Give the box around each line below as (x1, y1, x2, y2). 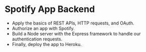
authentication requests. (12, 36, 63, 42)
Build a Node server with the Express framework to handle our (12, 30, 141, 36)
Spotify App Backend (5, 3, 95, 15)
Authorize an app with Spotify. (12, 25, 75, 31)
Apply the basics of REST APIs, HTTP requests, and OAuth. (12, 20, 134, 26)
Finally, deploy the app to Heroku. (12, 41, 82, 47)
